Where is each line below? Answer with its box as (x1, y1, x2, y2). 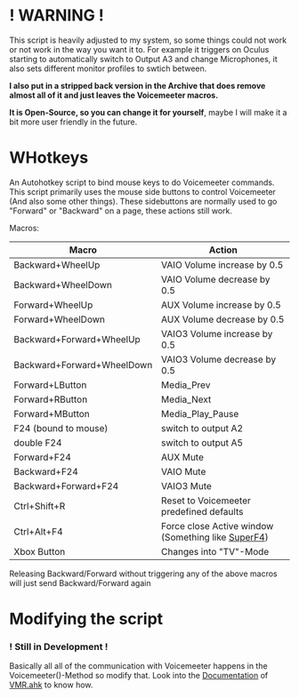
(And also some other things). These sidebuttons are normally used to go (9, 196, 278, 206)
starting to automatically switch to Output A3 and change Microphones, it (9, 53, 278, 64)
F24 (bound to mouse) (13, 421, 109, 434)
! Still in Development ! (9, 640, 109, 653)
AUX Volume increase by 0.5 (161, 299, 282, 311)
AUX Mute (161, 451, 205, 463)
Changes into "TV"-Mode (161, 545, 270, 558)
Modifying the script (9, 609, 164, 630)
